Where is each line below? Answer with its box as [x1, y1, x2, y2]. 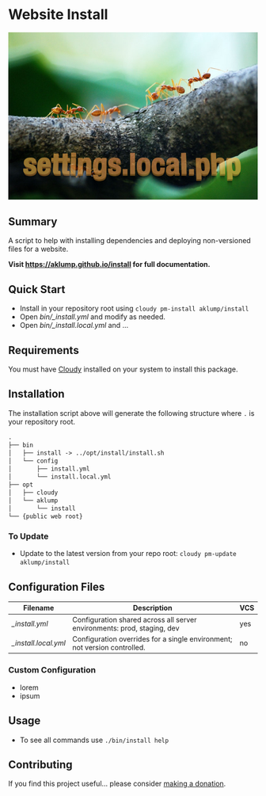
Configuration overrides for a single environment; [72, 634, 233, 643]
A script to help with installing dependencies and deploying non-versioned [8, 236, 251, 246]
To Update [8, 531, 49, 542]
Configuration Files [8, 580, 105, 593]
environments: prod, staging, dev [72, 623, 180, 633]
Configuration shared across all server [72, 615, 197, 624]
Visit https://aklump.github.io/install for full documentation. [8, 260, 211, 269]
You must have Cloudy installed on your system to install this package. [8, 364, 238, 374]
